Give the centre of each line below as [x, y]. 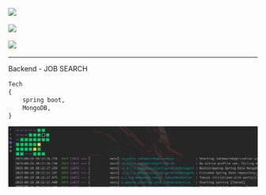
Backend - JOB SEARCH [48, 69]
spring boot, [44, 100]
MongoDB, [37, 108]
